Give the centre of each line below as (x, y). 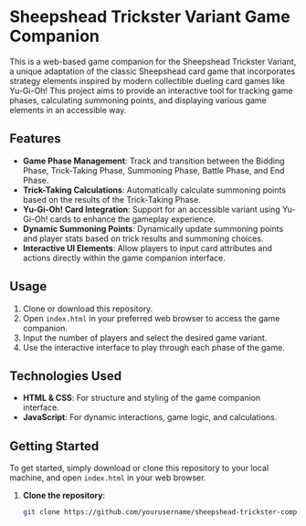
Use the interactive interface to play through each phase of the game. (153, 347)
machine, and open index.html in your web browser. (108, 478)
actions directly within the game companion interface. (124, 258)
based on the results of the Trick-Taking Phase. (111, 199)
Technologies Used (65, 376)
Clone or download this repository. (88, 309)
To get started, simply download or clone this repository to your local (139, 468)
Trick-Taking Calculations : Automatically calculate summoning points (154, 190)
